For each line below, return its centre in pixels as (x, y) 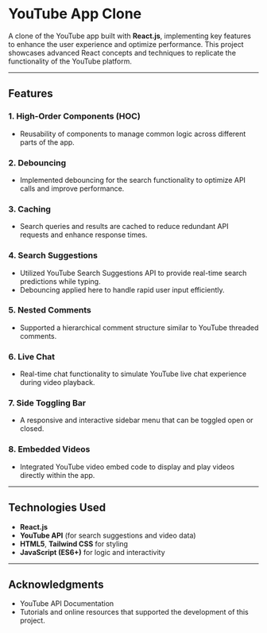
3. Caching (30, 209)
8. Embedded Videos (49, 449)
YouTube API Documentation (67, 604)
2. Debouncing (37, 162)
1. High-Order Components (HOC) (74, 116)
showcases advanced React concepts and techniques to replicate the (122, 52)
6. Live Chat (32, 356)
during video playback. (57, 383)
